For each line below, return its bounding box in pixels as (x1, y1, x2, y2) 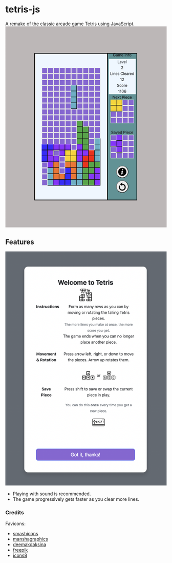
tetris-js (5, 4, 40, 15)
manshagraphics (12, 536, 49, 542)
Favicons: (5, 520, 26, 527)
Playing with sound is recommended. (12, 491, 91, 497)
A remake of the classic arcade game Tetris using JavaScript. (5, 21, 135, 27)
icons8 (12, 552, 27, 558)
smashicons (12, 530, 38, 536)
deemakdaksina (12, 541, 47, 548)
